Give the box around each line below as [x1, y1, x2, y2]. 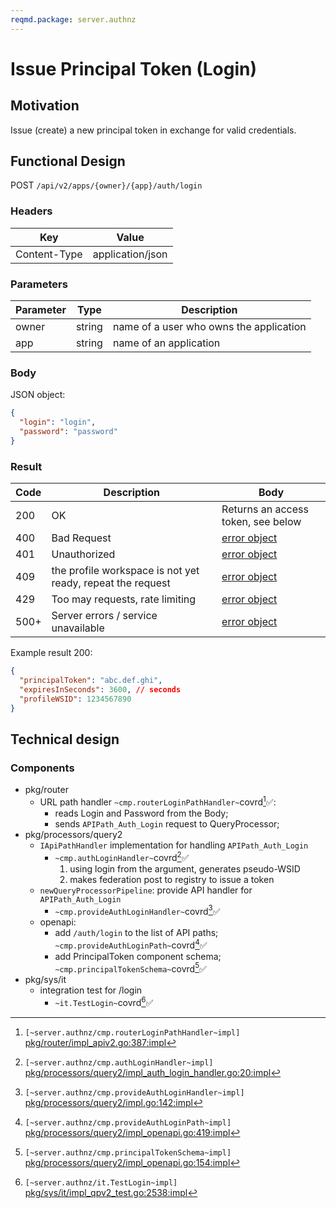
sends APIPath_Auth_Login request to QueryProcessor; [54, 817, 280, 830]
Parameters [10, 277, 68, 291]
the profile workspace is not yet [51, 564, 200, 578]
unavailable [51, 621, 105, 635]
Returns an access [221, 502, 309, 516]
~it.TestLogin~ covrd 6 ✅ [54, 995, 154, 1009]
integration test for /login [39, 984, 143, 996]
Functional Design [10, 153, 126, 170]
